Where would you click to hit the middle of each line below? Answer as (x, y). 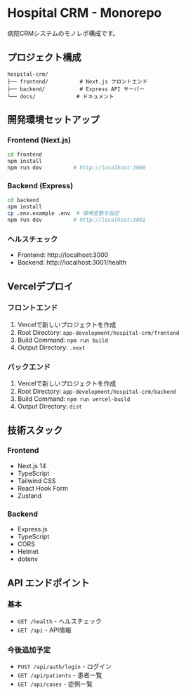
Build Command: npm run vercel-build (74, 399)
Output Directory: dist (50, 406)
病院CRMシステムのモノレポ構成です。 (63, 33)
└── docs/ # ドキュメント (61, 96)
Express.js (32, 529)
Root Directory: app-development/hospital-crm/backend (97, 392)
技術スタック (35, 430)
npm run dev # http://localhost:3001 (77, 220)
